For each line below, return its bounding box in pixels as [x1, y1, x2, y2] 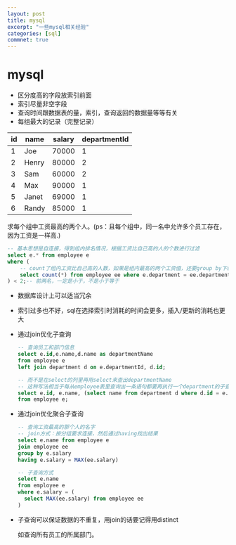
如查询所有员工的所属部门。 [17, 530, 98, 539]
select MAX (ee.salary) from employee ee [24, 495, 144, 503]
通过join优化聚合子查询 [17, 409, 84, 418]
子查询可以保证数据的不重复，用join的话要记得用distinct [17, 515, 179, 524]
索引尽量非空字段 [17, 100, 67, 108]
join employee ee [17, 443, 69, 450]
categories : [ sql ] [7, 30, 61, 37]
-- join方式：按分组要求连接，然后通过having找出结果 [17, 430, 158, 437]
